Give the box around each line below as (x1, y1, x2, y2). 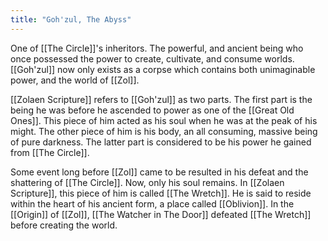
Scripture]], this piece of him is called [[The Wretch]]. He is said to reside (10, 187, 312, 199)
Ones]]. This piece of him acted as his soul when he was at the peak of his (10, 114, 318, 126)
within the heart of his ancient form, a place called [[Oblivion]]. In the (10, 197, 295, 210)
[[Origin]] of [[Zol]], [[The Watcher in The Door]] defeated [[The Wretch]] (10, 208, 312, 220)
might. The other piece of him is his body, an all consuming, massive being (10, 125, 318, 137)
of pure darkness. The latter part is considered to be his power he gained (10, 136, 312, 148)
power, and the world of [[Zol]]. (10, 74, 140, 86)
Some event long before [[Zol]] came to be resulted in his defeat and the (10, 166, 309, 178)
